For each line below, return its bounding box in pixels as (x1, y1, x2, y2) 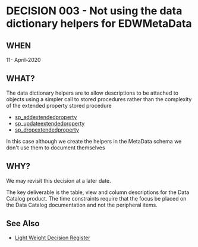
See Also (6, 218, 40, 229)
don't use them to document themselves (6, 144, 105, 151)
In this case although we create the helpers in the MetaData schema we (6, 137, 182, 145)
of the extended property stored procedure (6, 102, 112, 109)
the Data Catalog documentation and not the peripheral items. (6, 201, 158, 208)
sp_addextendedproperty (14, 113, 77, 120)
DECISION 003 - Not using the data (6, 4, 183, 18)
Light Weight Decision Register (14, 234, 90, 242)
